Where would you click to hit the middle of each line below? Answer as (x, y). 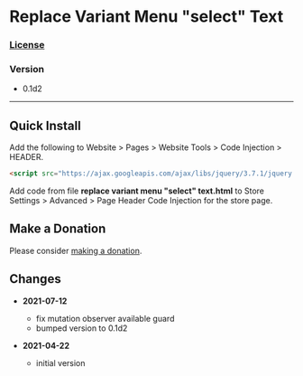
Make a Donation (58, 229)
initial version (60, 362)
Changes (35, 279)
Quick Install (45, 125)
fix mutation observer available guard (105, 318)
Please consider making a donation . (76, 250)
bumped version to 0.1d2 (82, 328)
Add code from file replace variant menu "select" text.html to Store (137, 191)
